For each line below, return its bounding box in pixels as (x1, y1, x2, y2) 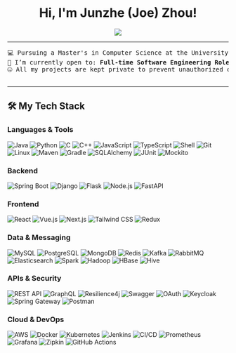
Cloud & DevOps (7, 314, 65, 324)
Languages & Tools (7, 125, 74, 135)
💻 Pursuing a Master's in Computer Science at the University (7, 48, 229, 57)
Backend (7, 166, 39, 175)
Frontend (7, 199, 39, 208)
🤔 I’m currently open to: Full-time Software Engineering (7, 58, 211, 66)
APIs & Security (7, 274, 62, 284)
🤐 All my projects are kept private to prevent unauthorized (7, 65, 223, 73)
